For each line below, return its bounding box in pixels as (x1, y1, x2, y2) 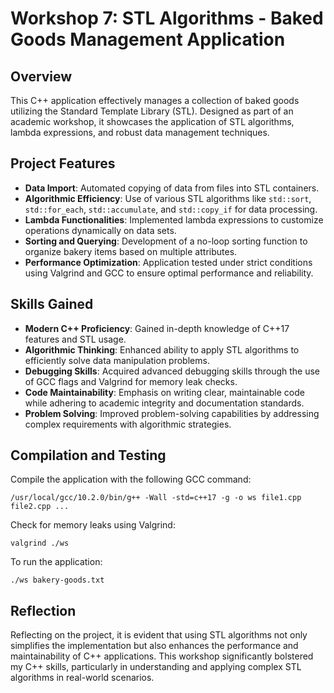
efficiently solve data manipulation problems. (24, 354, 210, 366)
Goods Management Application (10, 28, 286, 51)
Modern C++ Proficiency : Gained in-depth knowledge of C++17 (24, 322, 290, 334)
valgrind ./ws (10, 538, 70, 549)
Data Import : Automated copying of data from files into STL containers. (24, 182, 320, 194)
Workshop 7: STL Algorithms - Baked (10, 7, 324, 30)
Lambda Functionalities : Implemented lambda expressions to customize (24, 213, 324, 226)
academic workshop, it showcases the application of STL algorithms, (10, 116, 295, 127)
